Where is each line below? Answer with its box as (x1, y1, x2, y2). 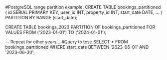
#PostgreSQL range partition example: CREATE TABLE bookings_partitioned (5, 4, 161, 10)
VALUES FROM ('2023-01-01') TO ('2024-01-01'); (5, 30, 107, 35)
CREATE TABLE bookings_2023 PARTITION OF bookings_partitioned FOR (5, 24, 156, 30)
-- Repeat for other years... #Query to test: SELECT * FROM (5, 39, 128, 45)
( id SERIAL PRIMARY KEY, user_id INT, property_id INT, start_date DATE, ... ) (5, 9, 163, 15)
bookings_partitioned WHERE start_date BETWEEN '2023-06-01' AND (5, 44, 149, 50)
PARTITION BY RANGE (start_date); (5, 15, 78, 20)
